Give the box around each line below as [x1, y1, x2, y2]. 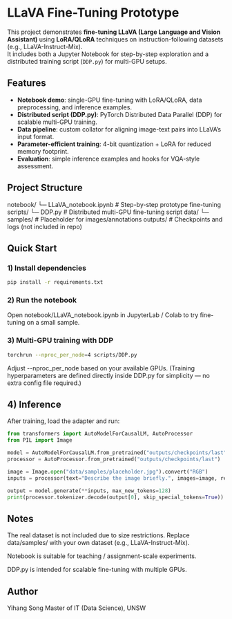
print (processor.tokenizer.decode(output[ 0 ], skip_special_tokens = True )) [7, 494, 224, 501]
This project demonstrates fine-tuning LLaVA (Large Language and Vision [7, 28, 221, 36]
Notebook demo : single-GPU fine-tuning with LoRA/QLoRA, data [17, 96, 202, 104]
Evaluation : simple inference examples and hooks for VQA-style [17, 154, 200, 163]
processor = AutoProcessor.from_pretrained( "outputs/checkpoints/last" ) [7, 456, 221, 463]
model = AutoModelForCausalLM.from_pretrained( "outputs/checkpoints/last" [7, 449, 227, 456]
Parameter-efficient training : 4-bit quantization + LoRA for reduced [17, 140, 211, 148]
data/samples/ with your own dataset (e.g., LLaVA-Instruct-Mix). [7, 539, 190, 547]
